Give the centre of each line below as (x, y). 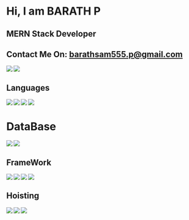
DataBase (31, 127)
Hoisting (23, 196)
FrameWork (29, 162)
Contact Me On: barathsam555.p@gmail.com (94, 54)
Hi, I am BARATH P (54, 11)
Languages (28, 87)
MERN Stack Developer (51, 34)
